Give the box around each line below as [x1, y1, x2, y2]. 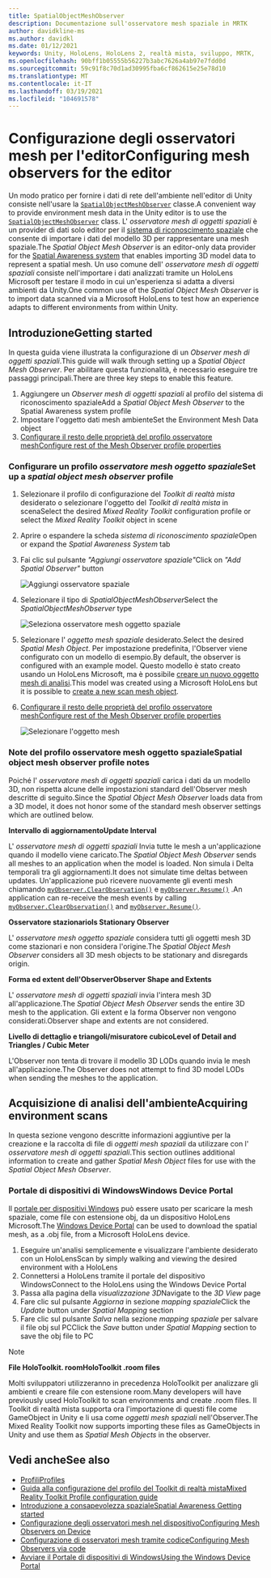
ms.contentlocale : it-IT [8, 79, 92, 87]
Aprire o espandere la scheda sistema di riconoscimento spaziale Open [19, 531, 257, 541]
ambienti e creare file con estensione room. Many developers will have [8, 1386, 242, 1397]
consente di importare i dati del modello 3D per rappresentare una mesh [8, 234, 249, 244]
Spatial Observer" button [19, 564, 104, 573]
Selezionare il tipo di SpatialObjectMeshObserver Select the [19, 595, 218, 605]
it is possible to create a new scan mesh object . [19, 687, 180, 696]
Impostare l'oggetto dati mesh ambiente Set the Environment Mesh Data [19, 415, 259, 424]
